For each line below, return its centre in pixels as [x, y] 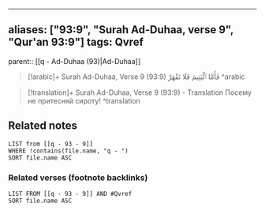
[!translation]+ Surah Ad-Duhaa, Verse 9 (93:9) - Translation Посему [140, 92]
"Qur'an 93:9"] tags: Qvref [76, 42]
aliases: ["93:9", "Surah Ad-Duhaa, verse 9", [121, 30]
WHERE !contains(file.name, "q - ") [68, 151]
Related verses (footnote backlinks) [78, 177]
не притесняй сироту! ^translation [84, 100]
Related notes [43, 126]
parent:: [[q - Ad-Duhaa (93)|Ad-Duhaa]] [75, 61]
